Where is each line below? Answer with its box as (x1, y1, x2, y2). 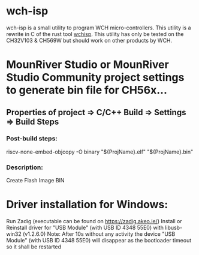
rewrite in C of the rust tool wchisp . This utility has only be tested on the (6, 30, 184, 37)
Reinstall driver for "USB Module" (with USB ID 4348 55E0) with (6, 224, 164, 232)
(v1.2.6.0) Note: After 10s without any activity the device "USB (23, 230, 176, 238)
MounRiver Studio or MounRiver (6, 58, 169, 71)
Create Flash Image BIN (6, 177, 65, 184)
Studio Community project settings (6, 71, 185, 85)
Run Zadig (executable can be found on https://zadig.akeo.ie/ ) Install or (6, 218, 182, 225)
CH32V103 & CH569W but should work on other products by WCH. (6, 37, 173, 44)
